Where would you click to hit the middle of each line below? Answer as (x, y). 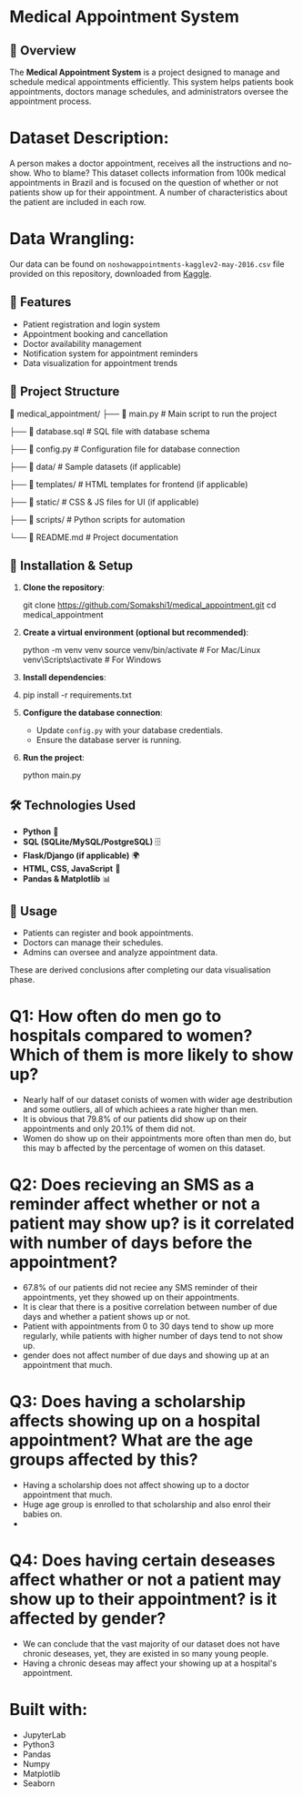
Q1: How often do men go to (116, 1016)
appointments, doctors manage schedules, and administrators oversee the (149, 92)
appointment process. (50, 101)
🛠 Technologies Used (73, 805)
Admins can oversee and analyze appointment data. (120, 952)
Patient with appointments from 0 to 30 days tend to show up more (148, 1326)
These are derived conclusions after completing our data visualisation (140, 969)
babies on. (42, 1514)
